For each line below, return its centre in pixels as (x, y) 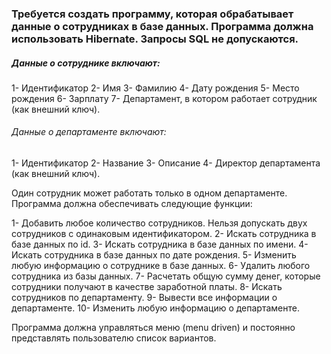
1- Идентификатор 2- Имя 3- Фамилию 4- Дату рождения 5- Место (155, 88)
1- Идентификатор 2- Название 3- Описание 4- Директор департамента (166, 163)
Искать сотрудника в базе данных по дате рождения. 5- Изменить (154, 255)
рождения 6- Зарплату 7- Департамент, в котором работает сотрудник (164, 98)
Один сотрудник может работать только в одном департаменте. (149, 193)
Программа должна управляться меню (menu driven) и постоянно (153, 328)
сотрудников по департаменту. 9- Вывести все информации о (144, 298)
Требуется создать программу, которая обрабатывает (152, 14)
